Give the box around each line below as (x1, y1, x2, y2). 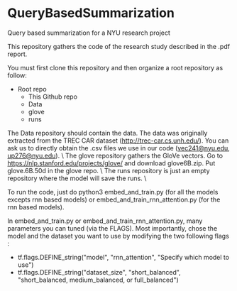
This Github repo (28, 92, 78, 101)
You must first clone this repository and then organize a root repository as (7, 63, 224, 72)
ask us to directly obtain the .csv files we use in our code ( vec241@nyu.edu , (7, 143, 231, 152)
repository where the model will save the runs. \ (7, 174, 147, 182)
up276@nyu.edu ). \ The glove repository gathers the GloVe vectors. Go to (7, 151, 224, 160)
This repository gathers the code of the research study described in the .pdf (7, 42, 231, 50)
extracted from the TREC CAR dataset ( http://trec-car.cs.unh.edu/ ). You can (7, 136, 229, 145)
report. (7, 50, 28, 58)
